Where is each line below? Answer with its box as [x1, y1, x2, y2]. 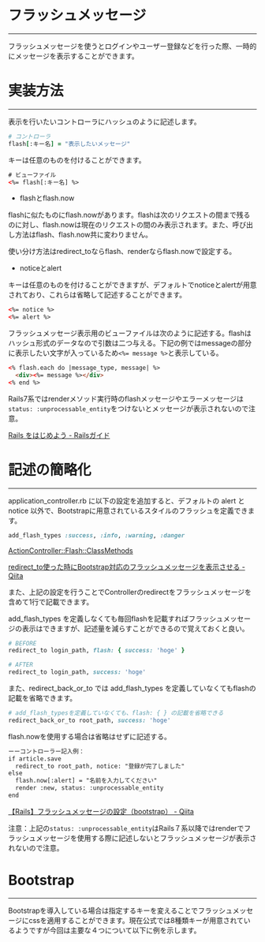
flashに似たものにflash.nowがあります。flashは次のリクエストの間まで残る [8, 210, 251, 220]
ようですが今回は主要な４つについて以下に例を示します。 [14, 925, 201, 935]
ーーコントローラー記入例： [8, 747, 85, 755]
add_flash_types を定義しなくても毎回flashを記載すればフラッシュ [8, 614, 223, 623]
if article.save [8, 754, 62, 763]
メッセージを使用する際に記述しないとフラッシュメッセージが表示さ [35, 833, 257, 843]
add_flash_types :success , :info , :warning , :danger [8, 531, 185, 540]
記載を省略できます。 [8, 693, 77, 703]
